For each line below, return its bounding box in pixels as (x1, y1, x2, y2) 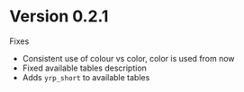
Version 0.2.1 (9, 6, 109, 27)
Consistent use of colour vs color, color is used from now (22, 53, 236, 63)
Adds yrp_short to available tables (22, 71, 150, 82)
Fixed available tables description (22, 63, 147, 73)
